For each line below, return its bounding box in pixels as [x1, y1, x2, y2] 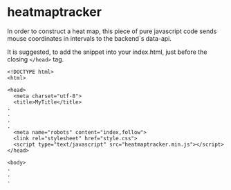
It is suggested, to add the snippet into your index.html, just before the [7, 48, 207, 56]
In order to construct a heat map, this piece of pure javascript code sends [7, 27, 217, 35]
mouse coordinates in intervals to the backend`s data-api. [7, 34, 172, 42]
